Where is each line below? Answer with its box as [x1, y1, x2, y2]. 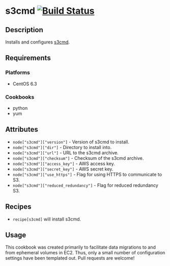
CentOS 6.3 [12, 81, 37, 87]
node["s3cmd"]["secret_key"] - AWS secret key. [12, 166, 114, 172]
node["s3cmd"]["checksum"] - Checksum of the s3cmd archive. [12, 155, 144, 161]
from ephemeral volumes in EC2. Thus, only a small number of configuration [5, 250, 165, 256]
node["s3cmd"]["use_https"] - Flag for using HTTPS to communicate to [12, 171, 162, 177]
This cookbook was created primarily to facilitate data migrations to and [5, 244, 156, 250]
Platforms [5, 69, 31, 76]
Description [5, 26, 43, 34]
